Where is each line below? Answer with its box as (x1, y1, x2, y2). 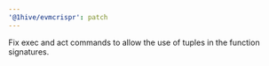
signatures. (8, 46, 50, 57)
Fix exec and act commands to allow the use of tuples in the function (8, 37, 260, 48)
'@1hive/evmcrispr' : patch (8, 12, 108, 22)
